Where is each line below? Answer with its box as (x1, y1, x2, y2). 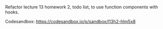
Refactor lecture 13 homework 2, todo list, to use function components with (5, 4, 158, 10)
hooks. (5, 9, 19, 15)
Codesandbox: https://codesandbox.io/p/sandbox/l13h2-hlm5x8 (5, 19, 136, 24)
